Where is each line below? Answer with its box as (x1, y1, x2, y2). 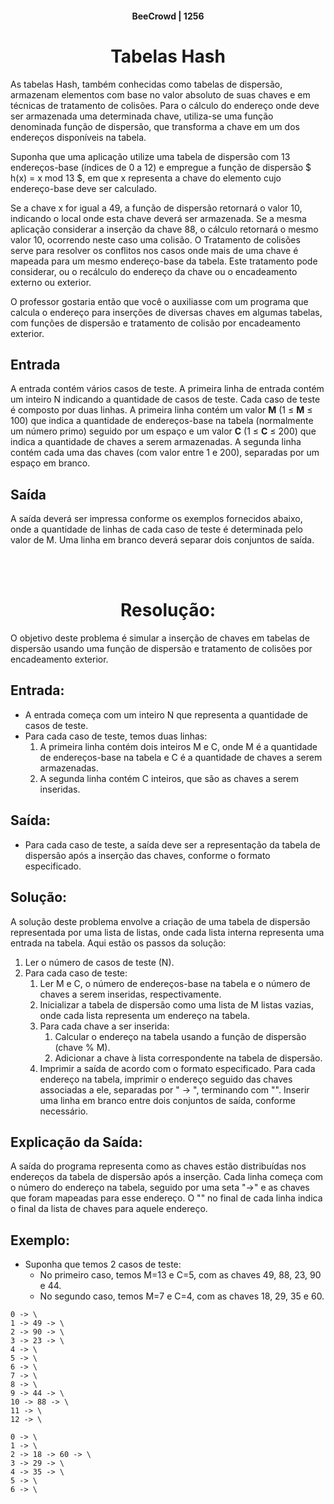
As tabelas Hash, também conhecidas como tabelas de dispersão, (10, 78, 283, 90)
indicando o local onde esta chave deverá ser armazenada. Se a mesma (10, 212, 307, 224)
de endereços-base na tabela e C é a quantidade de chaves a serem (39, 751, 323, 763)
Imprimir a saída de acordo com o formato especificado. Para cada (39, 1062, 316, 1074)
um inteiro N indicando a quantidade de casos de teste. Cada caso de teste (10, 393, 321, 406)
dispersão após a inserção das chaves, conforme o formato (24, 849, 271, 861)
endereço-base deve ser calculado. (10, 182, 158, 194)
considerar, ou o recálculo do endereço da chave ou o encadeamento (10, 265, 298, 277)
